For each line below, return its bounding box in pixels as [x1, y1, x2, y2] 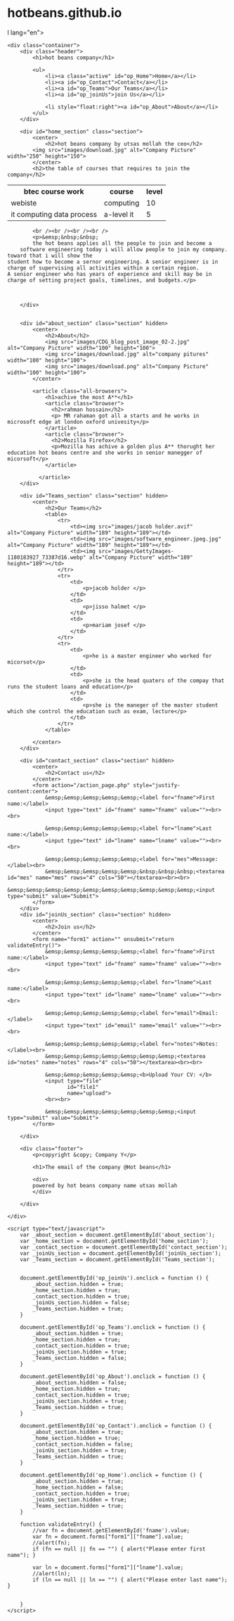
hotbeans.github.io [7, 5, 122, 21]
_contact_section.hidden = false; [32, 1441, 134, 1448]
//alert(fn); [32, 1539, 71, 1546]
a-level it [103, 209, 134, 219]
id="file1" [67, 1083, 99, 1090]
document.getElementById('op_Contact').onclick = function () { [20, 1422, 212, 1430]
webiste [11, 198, 37, 208]
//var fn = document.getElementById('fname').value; [32, 1527, 190, 1534]
